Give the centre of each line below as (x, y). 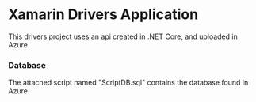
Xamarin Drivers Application (103, 15)
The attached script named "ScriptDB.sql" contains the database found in (128, 83)
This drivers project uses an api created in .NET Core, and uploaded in (123, 36)
